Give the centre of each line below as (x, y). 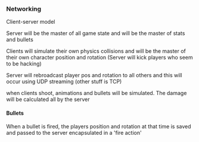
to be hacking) (24, 64)
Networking (24, 9)
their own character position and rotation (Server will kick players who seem (99, 58)
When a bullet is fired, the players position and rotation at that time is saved (99, 126)
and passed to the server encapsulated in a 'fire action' (74, 132)
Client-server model (31, 22)
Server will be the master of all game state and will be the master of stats (96, 33)
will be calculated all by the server (48, 99)
